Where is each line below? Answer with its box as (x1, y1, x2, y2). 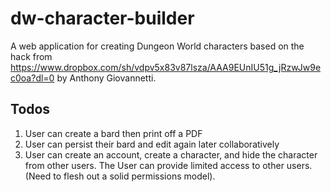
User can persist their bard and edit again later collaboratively (24, 138, 280, 150)
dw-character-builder (10, 7, 195, 30)
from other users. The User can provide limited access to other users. (24, 159, 313, 171)
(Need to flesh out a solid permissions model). (24, 170, 216, 182)
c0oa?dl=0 (10, 72, 55, 84)
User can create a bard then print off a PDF (24, 127, 203, 139)
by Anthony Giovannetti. (56, 72, 157, 84)
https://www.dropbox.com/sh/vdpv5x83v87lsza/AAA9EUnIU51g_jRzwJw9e (10, 61, 322, 73)
